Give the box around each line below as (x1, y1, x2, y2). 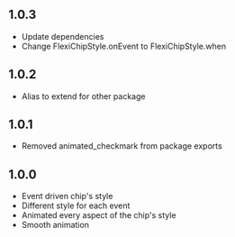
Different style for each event (21, 200, 131, 211)
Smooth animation (21, 220, 89, 231)
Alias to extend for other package (21, 90, 146, 102)
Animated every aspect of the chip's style (21, 210, 176, 221)
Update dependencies (21, 31, 104, 41)
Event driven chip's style (21, 191, 113, 202)
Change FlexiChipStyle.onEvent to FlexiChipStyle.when (21, 41, 227, 51)
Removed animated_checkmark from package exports (21, 141, 222, 151)
